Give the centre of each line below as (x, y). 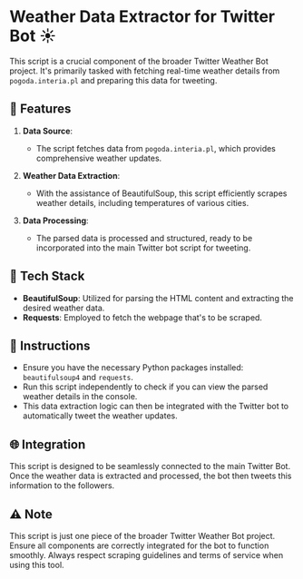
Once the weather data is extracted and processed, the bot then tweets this (151, 476)
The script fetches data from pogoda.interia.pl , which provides (156, 148)
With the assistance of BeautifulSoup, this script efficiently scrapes (161, 193)
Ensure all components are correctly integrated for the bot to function (139, 545)
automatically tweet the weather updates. (100, 416)
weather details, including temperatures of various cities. (142, 202)
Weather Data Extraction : (71, 175)
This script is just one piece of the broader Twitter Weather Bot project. (142, 536)
